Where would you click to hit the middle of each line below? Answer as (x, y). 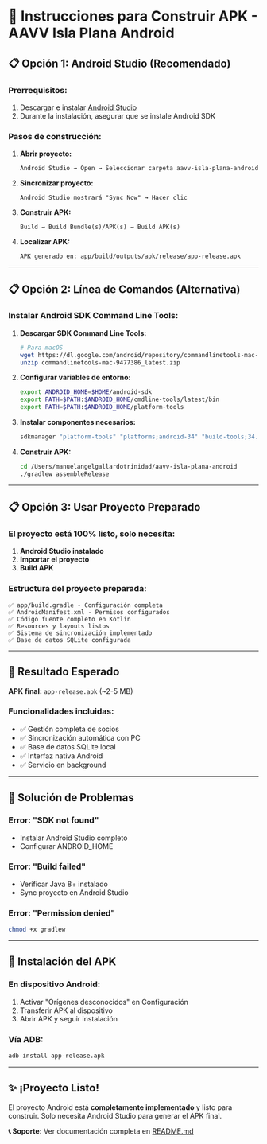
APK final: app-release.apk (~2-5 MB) (71, 691)
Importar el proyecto (54, 559)
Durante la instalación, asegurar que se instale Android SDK (118, 115)
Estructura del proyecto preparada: (77, 589)
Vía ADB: (26, 1039)
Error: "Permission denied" (62, 912)
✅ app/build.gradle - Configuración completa (85, 605)
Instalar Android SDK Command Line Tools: (93, 316)
